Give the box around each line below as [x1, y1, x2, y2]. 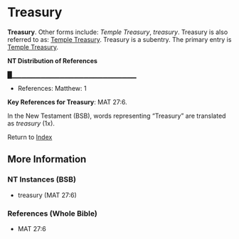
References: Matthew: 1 [17, 84, 87, 92]
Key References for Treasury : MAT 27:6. [7, 97, 128, 106]
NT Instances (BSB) [7, 174, 77, 184]
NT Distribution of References [7, 56, 98, 65]
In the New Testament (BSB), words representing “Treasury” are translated [7, 111, 226, 120]
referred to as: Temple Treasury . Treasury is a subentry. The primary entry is [7, 35, 232, 43]
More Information [7, 153, 87, 165]
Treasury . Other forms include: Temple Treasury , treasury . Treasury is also [7, 28, 228, 36]
